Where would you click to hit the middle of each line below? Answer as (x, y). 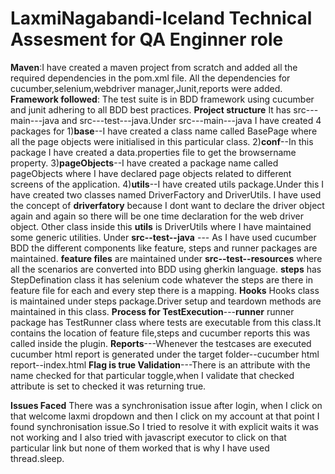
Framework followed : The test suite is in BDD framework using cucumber (162, 99)
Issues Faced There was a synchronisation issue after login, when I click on (166, 405)
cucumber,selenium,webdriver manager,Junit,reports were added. (146, 88)
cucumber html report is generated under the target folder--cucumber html (165, 354)
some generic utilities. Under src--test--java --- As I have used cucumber (163, 237)
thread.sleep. (37, 458)
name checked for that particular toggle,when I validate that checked (152, 375)
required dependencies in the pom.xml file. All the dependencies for (150, 78)
